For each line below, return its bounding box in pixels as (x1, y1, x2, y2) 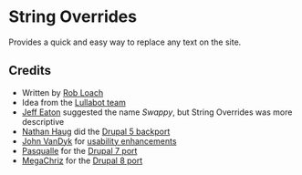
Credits (8, 63, 52, 78)
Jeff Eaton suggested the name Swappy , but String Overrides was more (21, 107, 293, 118)
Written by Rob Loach (21, 87, 104, 98)
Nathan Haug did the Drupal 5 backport (21, 126, 171, 137)
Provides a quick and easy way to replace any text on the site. (8, 36, 242, 47)
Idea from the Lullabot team (21, 97, 127, 108)
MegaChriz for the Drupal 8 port (21, 155, 143, 166)
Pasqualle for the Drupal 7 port (21, 145, 138, 156)
